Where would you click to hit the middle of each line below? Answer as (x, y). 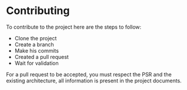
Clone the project (36, 38)
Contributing (38, 11)
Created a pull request (41, 57)
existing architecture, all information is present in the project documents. (94, 81)
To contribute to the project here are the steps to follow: (74, 27)
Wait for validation (36, 63)
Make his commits (36, 50)
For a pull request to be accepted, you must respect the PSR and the (89, 74)
